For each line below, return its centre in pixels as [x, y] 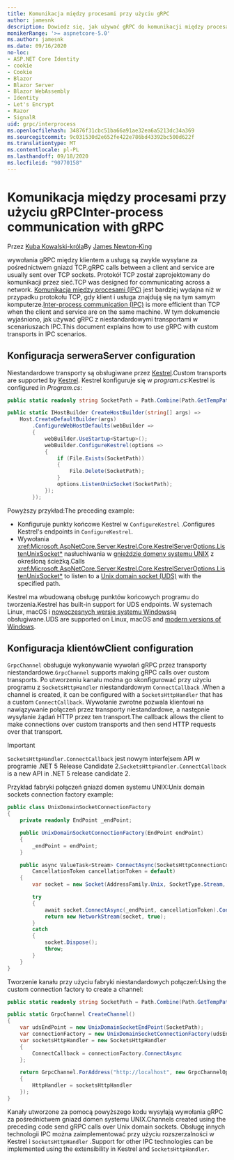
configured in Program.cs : [45, 387]
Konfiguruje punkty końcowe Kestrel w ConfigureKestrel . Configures [116, 524]
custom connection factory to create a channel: [75, 989]
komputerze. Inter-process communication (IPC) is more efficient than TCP [114, 304]
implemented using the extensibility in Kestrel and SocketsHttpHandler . [108, 1149]
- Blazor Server [31, 85]
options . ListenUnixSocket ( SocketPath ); [115, 484]
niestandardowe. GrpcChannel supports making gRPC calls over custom [108, 672]
